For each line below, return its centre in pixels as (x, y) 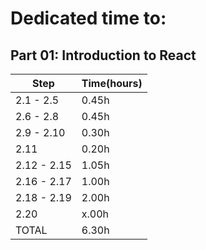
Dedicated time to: (88, 18)
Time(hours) (112, 83)
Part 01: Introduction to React (103, 55)
